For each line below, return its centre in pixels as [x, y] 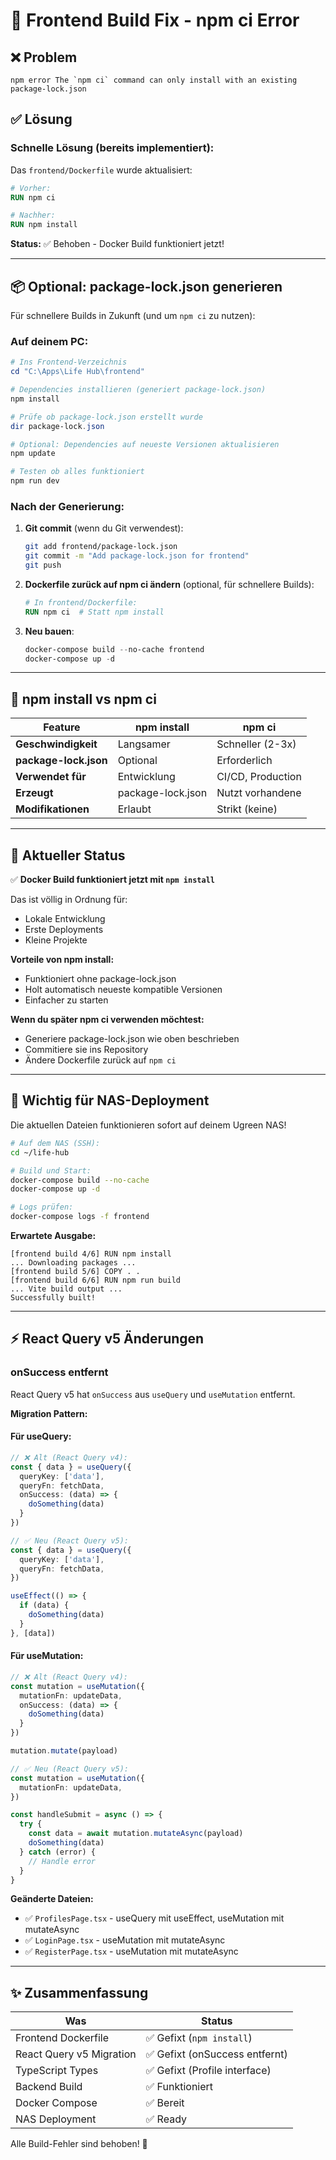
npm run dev [35, 481]
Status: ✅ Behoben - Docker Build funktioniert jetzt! [117, 244]
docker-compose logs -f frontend [80, 1217]
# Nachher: [33, 215]
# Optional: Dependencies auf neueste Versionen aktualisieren [145, 444]
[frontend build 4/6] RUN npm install [91, 1254]
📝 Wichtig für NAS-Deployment [110, 1100]
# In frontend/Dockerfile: [81, 602]
